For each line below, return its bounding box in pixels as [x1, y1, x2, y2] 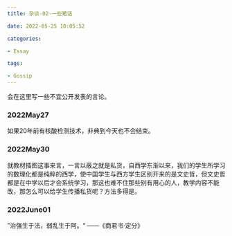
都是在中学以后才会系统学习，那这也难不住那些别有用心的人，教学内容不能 [7, 178, 220, 187]
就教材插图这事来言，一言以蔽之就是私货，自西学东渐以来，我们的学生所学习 [7, 161, 226, 170]
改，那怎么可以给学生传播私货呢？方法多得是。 [7, 187, 141, 195]
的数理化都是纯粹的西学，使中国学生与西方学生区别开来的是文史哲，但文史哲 [7, 170, 226, 178]
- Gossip [7, 73, 33, 80]
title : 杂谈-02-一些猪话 [7, 10, 73, 17]
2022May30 [7, 145, 50, 154]
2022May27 [7, 110, 50, 120]
